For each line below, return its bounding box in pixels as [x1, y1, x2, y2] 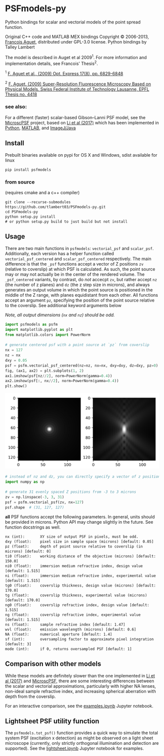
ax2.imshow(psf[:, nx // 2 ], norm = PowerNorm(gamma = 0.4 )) [5, 379, 119, 384]
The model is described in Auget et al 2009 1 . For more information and [5, 53, 147, 60]
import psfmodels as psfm [5, 322, 58, 327]
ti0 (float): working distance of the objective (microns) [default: [5, 553, 156, 559]
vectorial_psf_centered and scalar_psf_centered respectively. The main [5, 256, 151, 262]
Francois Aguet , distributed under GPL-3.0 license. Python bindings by [5, 39, 147, 44]
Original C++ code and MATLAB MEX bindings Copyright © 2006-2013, [5, 34, 149, 40]
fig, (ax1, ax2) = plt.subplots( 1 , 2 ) [5, 368, 84, 373]
